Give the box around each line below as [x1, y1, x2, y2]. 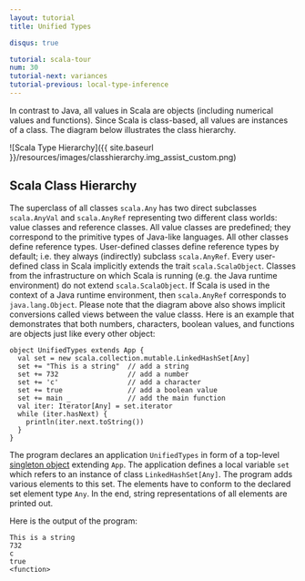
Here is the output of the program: [9, 515, 138, 526]
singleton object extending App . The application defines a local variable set [9, 459, 290, 470]
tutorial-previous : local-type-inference [9, 80, 169, 89]
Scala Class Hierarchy [9, 178, 137, 194]
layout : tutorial [9, 13, 76, 23]
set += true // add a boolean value [17, 385, 219, 394]
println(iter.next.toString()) [25, 417, 145, 426]
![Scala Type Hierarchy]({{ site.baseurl [9, 142, 154, 153]
